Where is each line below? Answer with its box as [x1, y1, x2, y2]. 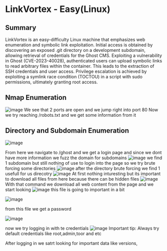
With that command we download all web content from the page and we [5, 181, 154, 187]
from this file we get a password [5, 206, 71, 212]
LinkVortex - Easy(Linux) [5, 3, 111, 15]
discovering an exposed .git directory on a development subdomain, [5, 47, 146, 53]
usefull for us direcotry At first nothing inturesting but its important [5, 171, 161, 177]
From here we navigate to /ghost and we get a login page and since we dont [5, 149, 162, 155]
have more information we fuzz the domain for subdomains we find [5, 155, 162, 161]
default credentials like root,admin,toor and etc [5, 231, 101, 237]
